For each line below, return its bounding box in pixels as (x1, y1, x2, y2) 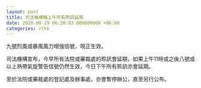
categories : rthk (6, 25, 50, 32)
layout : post (6, 8, 39, 15)
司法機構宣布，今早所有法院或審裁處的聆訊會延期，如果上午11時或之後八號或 (6, 55, 196, 63)
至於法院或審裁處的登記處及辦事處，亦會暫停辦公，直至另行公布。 (6, 75, 170, 83)
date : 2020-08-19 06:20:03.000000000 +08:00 (6, 20, 120, 26)
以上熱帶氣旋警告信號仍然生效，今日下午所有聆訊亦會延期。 (6, 63, 154, 70)
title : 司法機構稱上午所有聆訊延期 (6, 14, 84, 20)
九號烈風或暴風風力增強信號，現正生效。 (6, 43, 107, 50)
